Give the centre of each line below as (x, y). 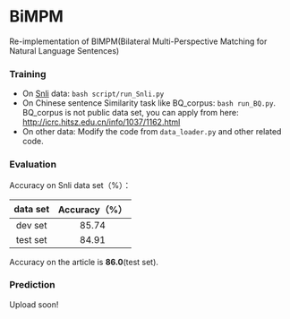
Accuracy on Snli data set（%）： (70, 185)
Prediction (32, 285)
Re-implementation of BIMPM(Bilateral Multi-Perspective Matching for (138, 41)
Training (28, 73)
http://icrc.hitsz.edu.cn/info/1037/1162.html (101, 122)
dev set (32, 225)
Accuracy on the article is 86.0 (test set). (84, 262)
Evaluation (33, 165)
